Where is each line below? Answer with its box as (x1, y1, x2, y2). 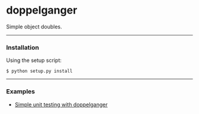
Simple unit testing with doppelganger (14, 101, 108, 108)
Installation (6, 43, 40, 51)
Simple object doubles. (6, 23, 62, 30)
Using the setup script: (6, 57, 62, 64)
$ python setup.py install (6, 69, 73, 74)
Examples (6, 87, 36, 96)
